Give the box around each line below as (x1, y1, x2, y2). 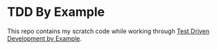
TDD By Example (7, 4, 105, 20)
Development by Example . (7, 34, 82, 42)
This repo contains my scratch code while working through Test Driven (7, 27, 210, 35)
